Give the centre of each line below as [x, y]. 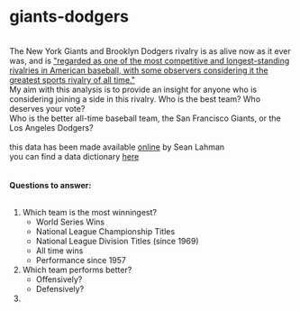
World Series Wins [70, 222]
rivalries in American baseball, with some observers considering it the [139, 70]
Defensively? [60, 288]
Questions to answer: [50, 185]
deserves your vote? [47, 108]
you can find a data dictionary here [74, 156]
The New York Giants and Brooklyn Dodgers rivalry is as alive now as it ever [150, 50]
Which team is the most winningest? [90, 212]
